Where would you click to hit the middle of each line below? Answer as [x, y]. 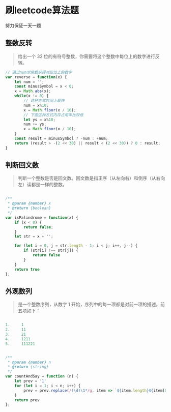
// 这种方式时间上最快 [44, 101]
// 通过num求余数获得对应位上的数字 [39, 72]
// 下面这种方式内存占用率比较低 [54, 115]
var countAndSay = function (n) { [42, 376]
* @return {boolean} [29, 208]
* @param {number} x [29, 203]
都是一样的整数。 [49, 185]
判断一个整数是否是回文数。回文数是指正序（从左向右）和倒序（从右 [89, 178]
